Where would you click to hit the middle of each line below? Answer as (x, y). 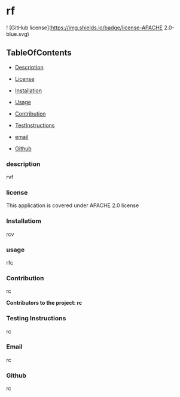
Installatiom (24, 221)
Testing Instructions (36, 319)
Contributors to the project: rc (44, 303)
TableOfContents (39, 53)
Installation (28, 90)
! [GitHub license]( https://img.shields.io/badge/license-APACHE (85, 28)
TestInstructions (35, 125)
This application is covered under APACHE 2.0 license (73, 205)
